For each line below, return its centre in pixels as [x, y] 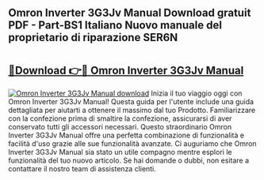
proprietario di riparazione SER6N [93, 37]
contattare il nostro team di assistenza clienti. [82, 169]
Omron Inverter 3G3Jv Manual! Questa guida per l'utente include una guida [131, 101]
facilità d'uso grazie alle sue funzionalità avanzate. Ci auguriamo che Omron [132, 144]
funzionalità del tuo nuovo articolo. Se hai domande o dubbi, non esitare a [129, 160]
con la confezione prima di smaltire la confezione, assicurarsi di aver [120, 118]
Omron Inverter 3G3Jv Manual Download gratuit [130, 13]
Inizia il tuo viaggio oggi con [197, 93]
